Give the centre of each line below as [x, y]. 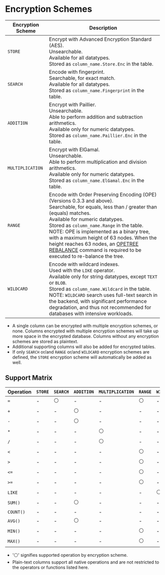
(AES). [56, 45]
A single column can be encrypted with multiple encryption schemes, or [85, 325]
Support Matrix [29, 378]
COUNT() [16, 512]
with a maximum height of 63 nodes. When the [103, 238]
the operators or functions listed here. [51, 567]
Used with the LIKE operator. [82, 270]
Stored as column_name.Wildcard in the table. [100, 288]
